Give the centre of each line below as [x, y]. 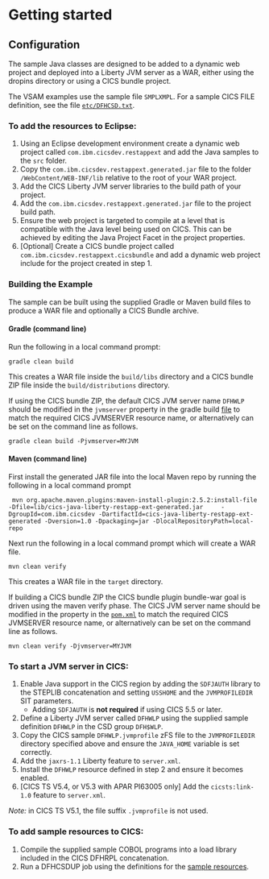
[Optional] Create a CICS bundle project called [97, 247]
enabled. [35, 778]
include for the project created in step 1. [86, 263]
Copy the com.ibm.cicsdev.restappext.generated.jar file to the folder [136, 169]
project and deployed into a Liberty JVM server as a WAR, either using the [131, 73]
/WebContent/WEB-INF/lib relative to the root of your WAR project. [128, 178]
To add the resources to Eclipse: [72, 126]
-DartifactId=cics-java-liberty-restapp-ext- [176, 514]
